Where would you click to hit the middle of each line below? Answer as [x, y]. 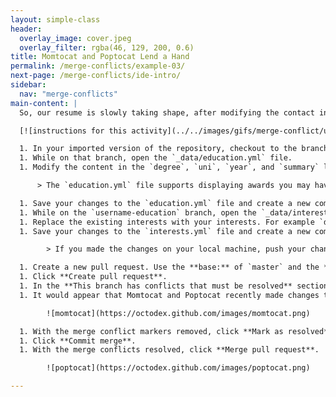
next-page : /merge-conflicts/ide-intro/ [96, 76]
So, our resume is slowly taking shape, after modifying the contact [167, 112]
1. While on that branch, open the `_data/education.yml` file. [156, 158]
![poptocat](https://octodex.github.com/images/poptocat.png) [178, 368]
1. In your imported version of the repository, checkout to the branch [174, 149]
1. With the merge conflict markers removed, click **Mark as [151, 331]
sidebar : [28, 85]
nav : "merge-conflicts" [68, 94]
